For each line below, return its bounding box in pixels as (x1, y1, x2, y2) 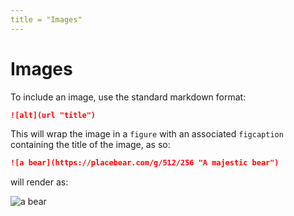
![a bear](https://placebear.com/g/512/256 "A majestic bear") (10, 158, 280, 168)
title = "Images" (10, 14, 83, 25)
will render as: (10, 176, 69, 188)
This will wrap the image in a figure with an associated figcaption (10, 128, 284, 140)
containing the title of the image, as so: (10, 139, 171, 151)
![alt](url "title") (10, 110, 97, 120)
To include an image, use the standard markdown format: (10, 91, 247, 103)
